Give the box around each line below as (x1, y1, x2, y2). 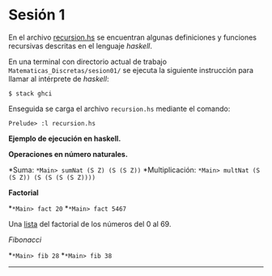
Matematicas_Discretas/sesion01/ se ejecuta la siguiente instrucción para (8, 65, 253, 74)
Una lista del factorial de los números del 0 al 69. (8, 219, 172, 228)
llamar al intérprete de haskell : (8, 74, 109, 83)
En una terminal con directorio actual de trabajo (8, 57, 168, 66)
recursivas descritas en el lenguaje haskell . (8, 40, 152, 50)
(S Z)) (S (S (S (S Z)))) (8, 173, 96, 181)
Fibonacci (8, 235, 42, 244)
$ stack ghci (8, 89, 53, 98)
